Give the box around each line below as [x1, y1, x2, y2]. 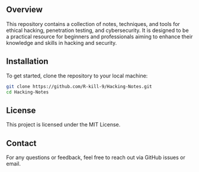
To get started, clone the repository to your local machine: [6, 72, 148, 79]
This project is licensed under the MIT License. [6, 121, 121, 128]
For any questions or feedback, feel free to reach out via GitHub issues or [6, 154, 185, 161]
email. [6, 160, 21, 167]
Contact [6, 138, 37, 148]
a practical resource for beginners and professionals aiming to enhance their [6, 33, 193, 40]
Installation [6, 56, 49, 67]
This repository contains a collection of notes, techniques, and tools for [6, 20, 181, 27]
